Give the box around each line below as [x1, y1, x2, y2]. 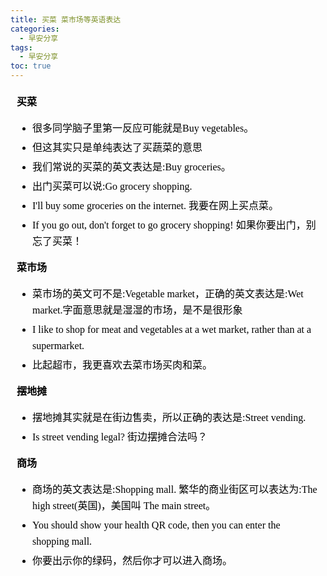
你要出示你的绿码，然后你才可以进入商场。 [32, 555, 233, 566]
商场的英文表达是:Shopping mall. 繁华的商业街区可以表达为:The [32, 484, 318, 495]
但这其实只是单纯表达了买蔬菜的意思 [32, 142, 203, 153]
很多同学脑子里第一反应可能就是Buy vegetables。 [32, 122, 255, 134]
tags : [10, 42, 33, 53]
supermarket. [32, 340, 85, 351]
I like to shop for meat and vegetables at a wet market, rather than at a [32, 324, 312, 335]
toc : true [10, 61, 52, 71]
